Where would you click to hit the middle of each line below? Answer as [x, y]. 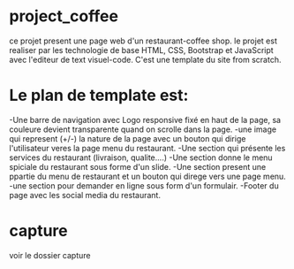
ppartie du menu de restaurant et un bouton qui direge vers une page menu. [148, 176]
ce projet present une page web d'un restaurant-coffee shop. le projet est [143, 41]
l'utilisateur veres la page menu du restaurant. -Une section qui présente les [147, 148]
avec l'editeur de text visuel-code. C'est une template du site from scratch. [145, 59]
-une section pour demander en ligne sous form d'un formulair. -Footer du [144, 185]
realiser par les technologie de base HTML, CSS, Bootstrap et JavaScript [141, 50]
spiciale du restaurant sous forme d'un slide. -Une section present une [138, 166]
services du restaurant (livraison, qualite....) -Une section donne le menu [141, 158]
